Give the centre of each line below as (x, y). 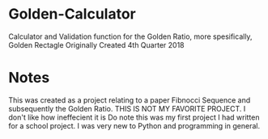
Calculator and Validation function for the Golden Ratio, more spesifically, (130, 36)
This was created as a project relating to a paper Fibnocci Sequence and (130, 100)
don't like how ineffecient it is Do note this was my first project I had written (134, 117)
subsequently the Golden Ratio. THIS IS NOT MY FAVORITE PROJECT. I (127, 108)
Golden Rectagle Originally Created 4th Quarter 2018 (96, 44)
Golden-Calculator (72, 14)
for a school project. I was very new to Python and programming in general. (134, 125)
